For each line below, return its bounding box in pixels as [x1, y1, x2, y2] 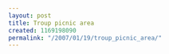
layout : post [8, 11, 52, 20]
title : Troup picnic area [8, 19, 94, 27]
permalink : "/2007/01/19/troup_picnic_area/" [8, 33, 162, 42]
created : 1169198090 [8, 26, 77, 34]
